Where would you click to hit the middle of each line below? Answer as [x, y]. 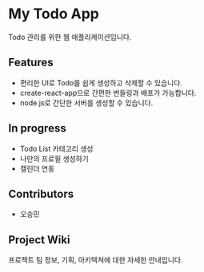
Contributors [41, 193]
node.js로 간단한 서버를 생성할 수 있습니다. [86, 102]
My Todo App [54, 14]
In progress [37, 128]
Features [31, 63]
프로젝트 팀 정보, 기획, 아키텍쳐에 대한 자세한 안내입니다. [96, 260]
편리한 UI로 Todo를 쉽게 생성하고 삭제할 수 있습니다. [101, 83]
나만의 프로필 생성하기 [54, 158]
